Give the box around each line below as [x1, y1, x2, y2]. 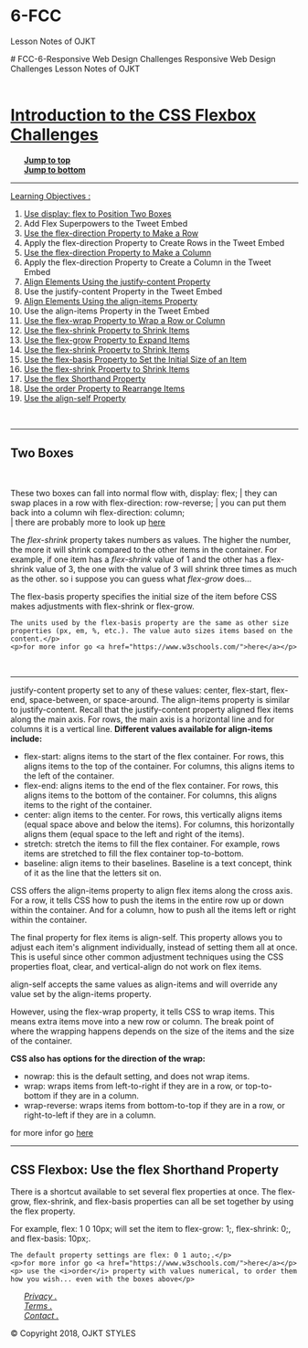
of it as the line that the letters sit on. [23, 867, 163, 878]
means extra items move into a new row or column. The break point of [10, 1015, 275, 1026]
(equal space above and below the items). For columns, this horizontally [23, 819, 295, 830]
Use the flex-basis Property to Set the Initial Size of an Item [23, 354, 248, 365]
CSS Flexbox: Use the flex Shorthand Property [10, 1162, 280, 1177]
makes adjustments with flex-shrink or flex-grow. [10, 600, 195, 611]
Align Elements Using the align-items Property [23, 295, 198, 306]
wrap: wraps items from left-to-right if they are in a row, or [23, 1080, 243, 1091]
